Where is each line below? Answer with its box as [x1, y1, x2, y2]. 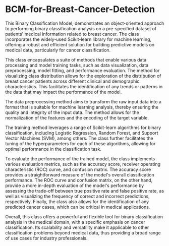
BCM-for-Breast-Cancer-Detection [5, 4, 155, 15]
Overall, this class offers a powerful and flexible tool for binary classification [5, 213, 163, 220]
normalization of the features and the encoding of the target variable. [5, 114, 149, 120]
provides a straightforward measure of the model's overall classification [5, 171, 155, 177]
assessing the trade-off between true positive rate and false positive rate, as [5, 188, 164, 194]
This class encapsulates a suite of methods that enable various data [5, 56, 147, 63]
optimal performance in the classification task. [5, 146, 102, 152]
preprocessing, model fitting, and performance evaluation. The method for [5, 67, 160, 74]
